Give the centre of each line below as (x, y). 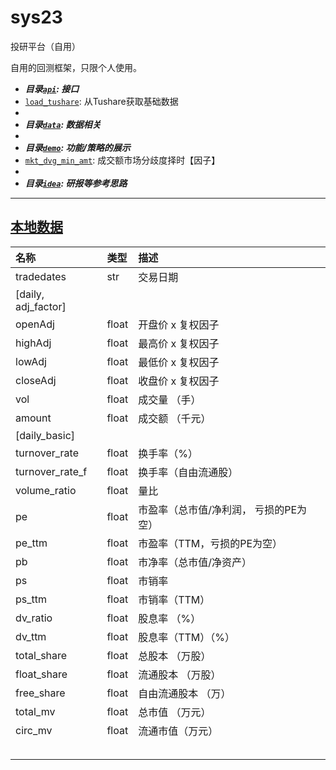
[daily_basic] (45, 435)
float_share (41, 674)
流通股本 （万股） (180, 674)
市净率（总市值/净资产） (195, 562)
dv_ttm (31, 636)
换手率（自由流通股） (188, 472)
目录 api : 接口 (52, 88)
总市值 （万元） (175, 712)
